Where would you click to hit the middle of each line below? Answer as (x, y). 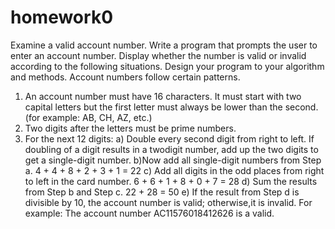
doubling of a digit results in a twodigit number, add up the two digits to (171, 149)
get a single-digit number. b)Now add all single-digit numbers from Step (173, 160)
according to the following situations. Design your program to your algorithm (167, 66)
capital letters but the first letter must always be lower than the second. (171, 107)
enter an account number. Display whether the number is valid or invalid (158, 55)
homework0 (62, 17)
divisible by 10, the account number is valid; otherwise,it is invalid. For (168, 202)
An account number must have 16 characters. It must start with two (163, 96)
